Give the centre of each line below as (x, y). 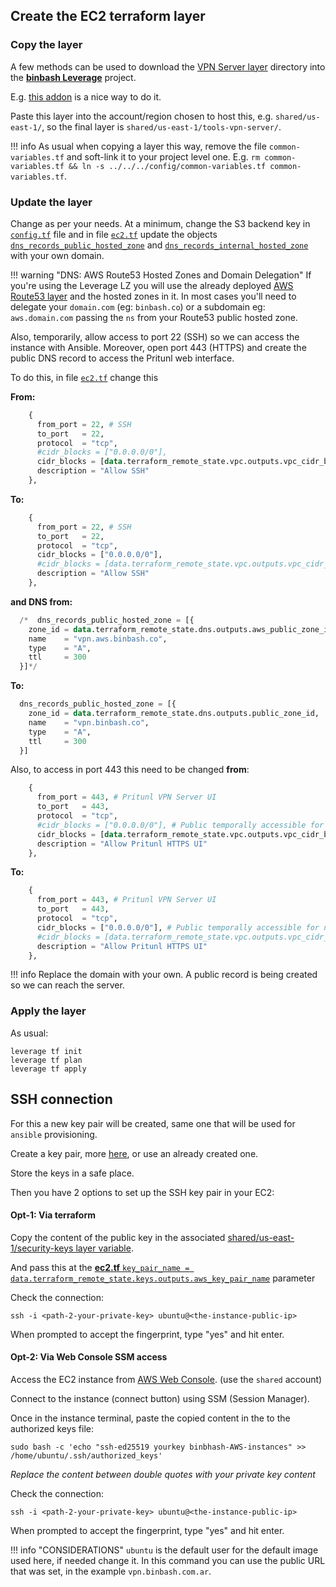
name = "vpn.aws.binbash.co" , (98, 639)
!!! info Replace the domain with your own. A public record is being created (164, 975)
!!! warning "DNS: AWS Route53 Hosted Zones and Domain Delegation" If (161, 275)
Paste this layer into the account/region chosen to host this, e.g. (142, 116)
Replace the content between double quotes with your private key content (163, 1474)
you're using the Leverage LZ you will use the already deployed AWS (152, 285)
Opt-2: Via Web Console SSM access (89, 1357)
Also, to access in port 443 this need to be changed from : (130, 770)
